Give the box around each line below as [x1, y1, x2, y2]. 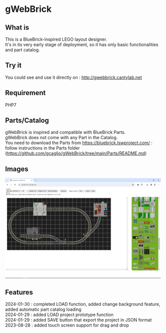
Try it [5, 61, 22, 70]
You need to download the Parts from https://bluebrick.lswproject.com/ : [5, 140, 153, 146]
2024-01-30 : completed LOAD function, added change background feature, [5, 301, 161, 307]
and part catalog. [5, 47, 41, 53]
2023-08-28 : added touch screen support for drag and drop [5, 322, 129, 328]
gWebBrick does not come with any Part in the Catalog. [5, 135, 118, 141]
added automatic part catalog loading [5, 306, 82, 312]
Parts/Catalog [5, 116, 49, 125]
